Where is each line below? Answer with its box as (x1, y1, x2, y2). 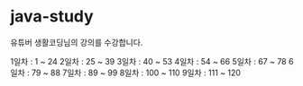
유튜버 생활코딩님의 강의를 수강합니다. (10, 37, 143, 47)
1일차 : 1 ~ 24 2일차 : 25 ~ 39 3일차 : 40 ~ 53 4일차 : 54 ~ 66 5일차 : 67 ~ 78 (10, 56, 287, 66)
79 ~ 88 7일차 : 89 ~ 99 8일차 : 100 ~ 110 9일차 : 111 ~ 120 (31, 67, 242, 78)
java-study (10, 6, 94, 27)
